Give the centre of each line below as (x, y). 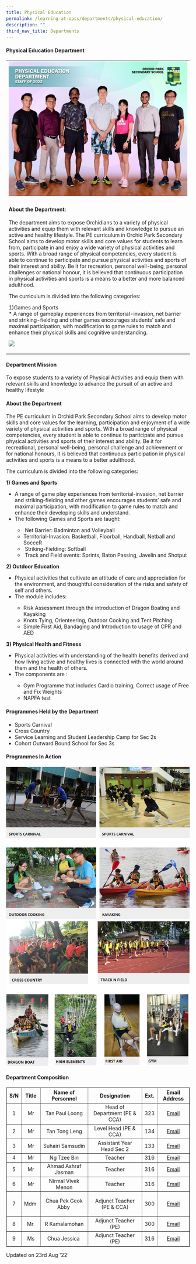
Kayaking (34, 614)
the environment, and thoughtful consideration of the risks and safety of (101, 584)
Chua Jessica (63, 1238)
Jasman (64, 1173)
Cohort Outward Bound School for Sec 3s (64, 743)
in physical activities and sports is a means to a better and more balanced (97, 278)
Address (173, 1099)
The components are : (41, 674)
